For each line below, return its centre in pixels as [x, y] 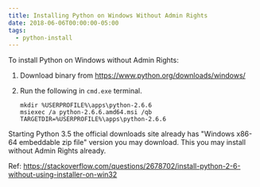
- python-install [44, 38]
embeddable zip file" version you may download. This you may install [132, 143]
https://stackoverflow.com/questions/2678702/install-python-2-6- [132, 166]
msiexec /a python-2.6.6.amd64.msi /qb [86, 113]
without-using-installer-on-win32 [63, 174]
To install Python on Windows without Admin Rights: [93, 60]
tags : [17, 30]
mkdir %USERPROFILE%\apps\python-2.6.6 [86, 105]
